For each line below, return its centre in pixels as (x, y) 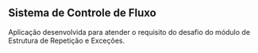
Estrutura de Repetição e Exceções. (67, 40)
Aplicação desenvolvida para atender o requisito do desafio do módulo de (129, 32)
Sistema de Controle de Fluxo (82, 13)
